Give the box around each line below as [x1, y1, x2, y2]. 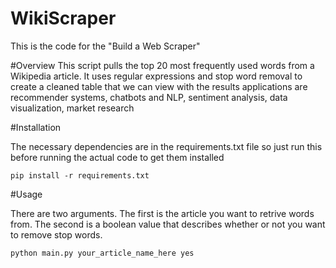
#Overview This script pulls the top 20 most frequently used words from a [10, 59, 315, 71]
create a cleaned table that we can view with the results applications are [10, 80, 308, 92]
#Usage [10, 188, 43, 200]
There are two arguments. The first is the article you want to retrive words [10, 207, 315, 219]
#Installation [10, 121, 62, 133]
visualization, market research [10, 102, 135, 114]
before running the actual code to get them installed [10, 151, 225, 163]
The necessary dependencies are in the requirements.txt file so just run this [10, 140, 323, 152]
